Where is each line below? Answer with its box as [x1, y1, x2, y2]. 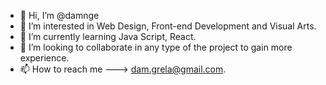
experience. [19, 52, 70, 64]
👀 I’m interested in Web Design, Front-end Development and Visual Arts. [19, 20, 317, 32]
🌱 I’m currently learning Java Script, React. [19, 31, 197, 42]
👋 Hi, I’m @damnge [19, 10, 100, 21]
